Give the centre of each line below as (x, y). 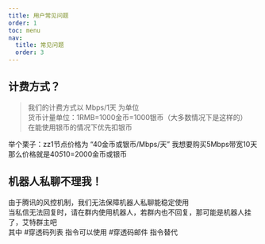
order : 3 (30, 52)
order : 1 (23, 23)
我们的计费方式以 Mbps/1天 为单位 (83, 107)
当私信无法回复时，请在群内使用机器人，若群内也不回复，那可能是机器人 (126, 212)
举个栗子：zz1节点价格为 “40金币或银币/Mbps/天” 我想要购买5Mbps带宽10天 (133, 144)
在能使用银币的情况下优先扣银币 (80, 127)
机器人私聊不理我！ (55, 182)
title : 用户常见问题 (38, 15)
